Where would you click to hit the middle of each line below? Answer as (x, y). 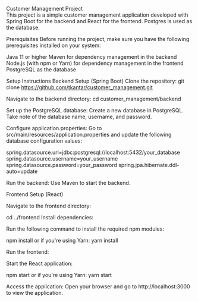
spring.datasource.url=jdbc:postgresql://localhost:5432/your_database (93, 152)
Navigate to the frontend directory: (48, 206)
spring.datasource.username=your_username (62, 159)
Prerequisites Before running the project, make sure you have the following (98, 39)
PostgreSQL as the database (41, 70)
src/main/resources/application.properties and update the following (89, 134)
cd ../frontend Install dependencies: (50, 217)
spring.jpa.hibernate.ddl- (149, 165)
